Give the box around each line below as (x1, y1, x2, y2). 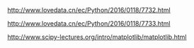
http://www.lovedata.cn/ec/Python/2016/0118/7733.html (7, 19, 171, 27)
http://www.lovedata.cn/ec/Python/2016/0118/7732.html (7, 6, 171, 14)
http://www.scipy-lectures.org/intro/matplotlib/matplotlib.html (7, 33, 187, 41)
